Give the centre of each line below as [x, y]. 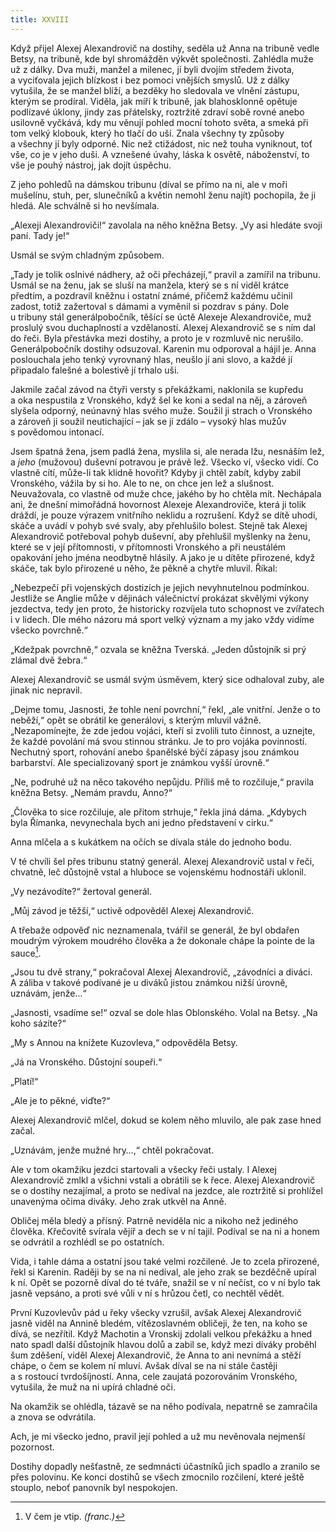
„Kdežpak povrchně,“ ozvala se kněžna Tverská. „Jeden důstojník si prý [158, 649]
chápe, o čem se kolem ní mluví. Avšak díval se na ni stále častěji [144, 1366]
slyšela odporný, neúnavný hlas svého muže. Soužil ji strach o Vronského [161, 410]
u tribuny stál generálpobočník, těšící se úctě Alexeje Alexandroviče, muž [161, 317]
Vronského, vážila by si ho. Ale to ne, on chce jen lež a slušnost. [142, 483]
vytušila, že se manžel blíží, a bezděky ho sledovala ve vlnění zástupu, [155, 90]
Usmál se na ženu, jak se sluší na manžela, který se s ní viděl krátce [150, 285]
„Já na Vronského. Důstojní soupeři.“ [86, 1062]
